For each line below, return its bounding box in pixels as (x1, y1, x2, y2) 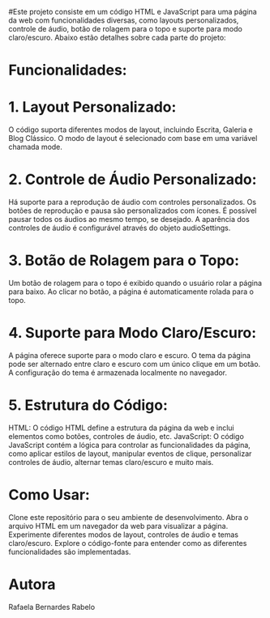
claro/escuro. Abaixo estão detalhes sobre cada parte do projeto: (8, 32, 226, 42)
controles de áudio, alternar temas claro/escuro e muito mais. (8, 457, 214, 467)
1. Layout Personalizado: (8, 98, 177, 117)
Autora (8, 575, 56, 594)
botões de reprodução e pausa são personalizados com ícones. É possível (8, 206, 257, 215)
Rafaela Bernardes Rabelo (8, 602, 96, 612)
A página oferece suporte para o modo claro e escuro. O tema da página (8, 350, 251, 360)
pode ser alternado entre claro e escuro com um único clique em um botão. (8, 359, 261, 369)
